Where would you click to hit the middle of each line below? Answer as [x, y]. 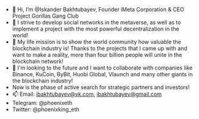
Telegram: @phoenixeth [42, 103]
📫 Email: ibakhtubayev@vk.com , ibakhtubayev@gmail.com [87, 94]
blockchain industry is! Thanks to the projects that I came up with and [99, 48]
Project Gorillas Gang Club [45, 16]
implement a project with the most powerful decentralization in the [96, 29]
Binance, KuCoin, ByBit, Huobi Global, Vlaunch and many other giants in [103, 74]
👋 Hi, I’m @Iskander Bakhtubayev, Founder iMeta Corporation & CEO [98, 9]
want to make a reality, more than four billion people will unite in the [97, 55]
